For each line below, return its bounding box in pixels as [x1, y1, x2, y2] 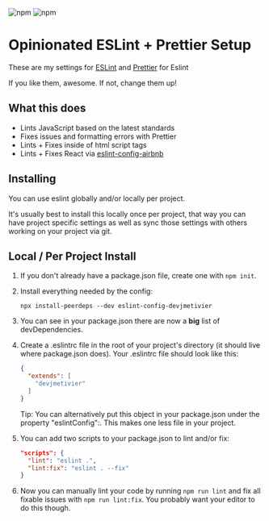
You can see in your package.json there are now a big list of [19, 316, 221, 326]
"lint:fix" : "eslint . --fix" [27, 464, 129, 472]
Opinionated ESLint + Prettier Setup [8, 36, 252, 54]
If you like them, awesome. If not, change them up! [8, 77, 178, 88]
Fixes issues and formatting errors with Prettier [19, 131, 177, 141]
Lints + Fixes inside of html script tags [19, 140, 147, 149]
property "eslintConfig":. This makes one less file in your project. [19, 418, 237, 427]
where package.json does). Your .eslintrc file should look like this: [19, 349, 239, 359]
